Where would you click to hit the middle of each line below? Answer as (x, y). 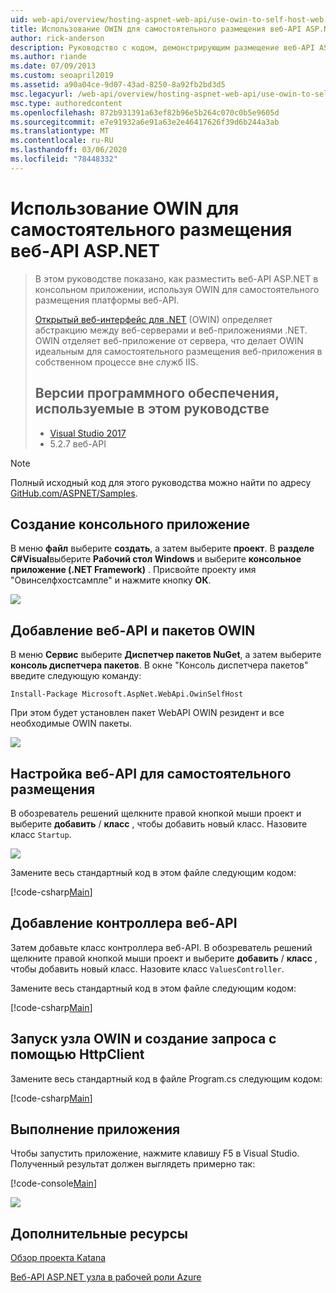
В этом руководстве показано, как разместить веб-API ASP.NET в (176, 278)
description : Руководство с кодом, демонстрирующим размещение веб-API (162, 47)
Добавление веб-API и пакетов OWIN (133, 630)
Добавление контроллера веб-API (124, 923)
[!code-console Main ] (53, 1183)
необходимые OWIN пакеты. (71, 723)
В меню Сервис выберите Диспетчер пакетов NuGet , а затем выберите (166, 655)
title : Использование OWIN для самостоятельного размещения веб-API (156, 29)
